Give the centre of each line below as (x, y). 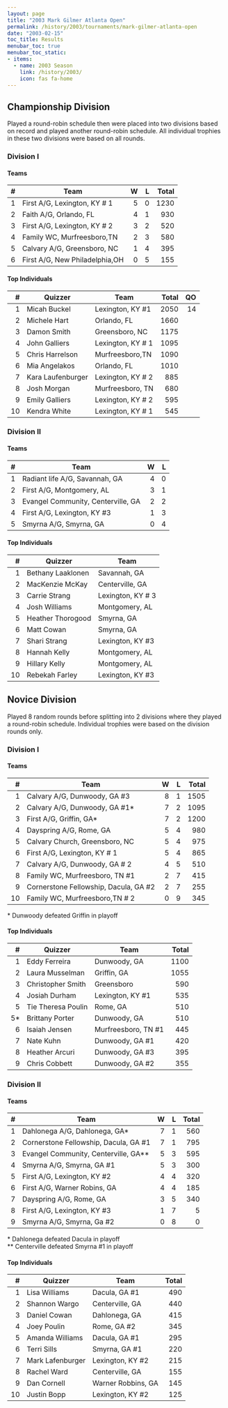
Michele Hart (48, 320)
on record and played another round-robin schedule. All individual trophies (114, 131)
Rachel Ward (47, 1372)
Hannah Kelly (48, 652)
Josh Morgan (48, 388)
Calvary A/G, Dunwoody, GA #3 (78, 796)
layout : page (26, 14)
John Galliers (48, 343)
